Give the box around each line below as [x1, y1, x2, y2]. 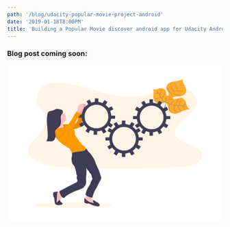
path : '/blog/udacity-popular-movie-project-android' [7, 11, 164, 18]
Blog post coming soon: [7, 49, 88, 58]
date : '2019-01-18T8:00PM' [7, 18, 84, 25]
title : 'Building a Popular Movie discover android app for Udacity [7, 25, 207, 32]
